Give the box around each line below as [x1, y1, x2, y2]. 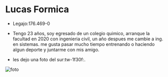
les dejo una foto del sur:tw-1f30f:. [12, 56, 86, 62]
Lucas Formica [5, 4, 69, 15]
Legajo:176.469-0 [12, 20, 50, 27]
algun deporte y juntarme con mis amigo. [12, 46, 100, 53]
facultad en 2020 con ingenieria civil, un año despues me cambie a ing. [12, 36, 163, 42]
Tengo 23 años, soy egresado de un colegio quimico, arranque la [12, 30, 150, 36]
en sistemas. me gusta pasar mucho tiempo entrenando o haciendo [12, 41, 155, 47]
